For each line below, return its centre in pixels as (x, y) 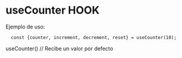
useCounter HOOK (53, 10)
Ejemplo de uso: (25, 27)
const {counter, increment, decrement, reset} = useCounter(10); (94, 37)
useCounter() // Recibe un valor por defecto (59, 49)
